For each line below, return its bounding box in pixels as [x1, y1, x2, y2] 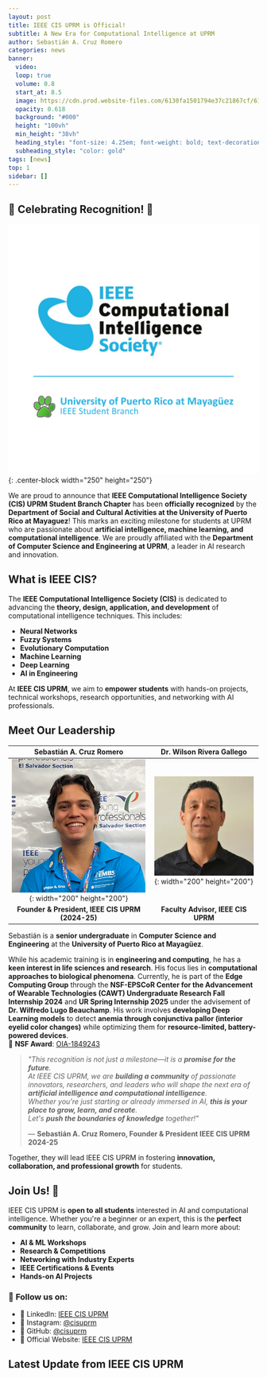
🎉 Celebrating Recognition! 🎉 [8, 203, 153, 216]
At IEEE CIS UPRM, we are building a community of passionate [27, 1071, 237, 1081]
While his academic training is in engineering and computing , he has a [8, 954, 241, 964]
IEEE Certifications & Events [19, 1263, 114, 1272]
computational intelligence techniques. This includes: [8, 610, 183, 620]
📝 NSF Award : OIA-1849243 [8, 1039, 101, 1048]
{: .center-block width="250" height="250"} [8, 475, 153, 485]
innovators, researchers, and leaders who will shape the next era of [27, 1079, 250, 1089]
